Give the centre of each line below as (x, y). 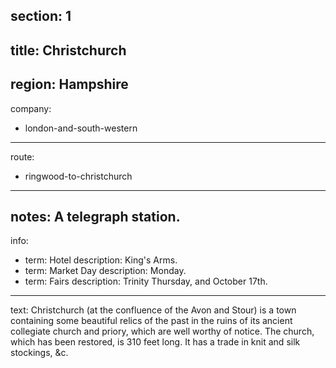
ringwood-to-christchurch (78, 176)
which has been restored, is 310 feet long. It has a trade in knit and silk (155, 342)
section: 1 (41, 16)
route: (22, 156)
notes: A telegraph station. (95, 216)
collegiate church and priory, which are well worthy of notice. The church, (162, 331)
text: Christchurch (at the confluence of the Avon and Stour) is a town (153, 310)
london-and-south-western (81, 128)
